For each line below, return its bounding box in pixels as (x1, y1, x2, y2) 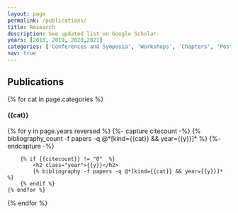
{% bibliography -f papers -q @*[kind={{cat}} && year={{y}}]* (33, 168, 223, 175)
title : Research (7, 23, 55, 30)
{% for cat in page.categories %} (7, 95, 104, 103)
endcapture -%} (7, 142, 55, 150)
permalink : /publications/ (7, 17, 87, 24)
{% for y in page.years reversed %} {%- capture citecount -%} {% (7, 127, 201, 135)
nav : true (7, 50, 37, 57)
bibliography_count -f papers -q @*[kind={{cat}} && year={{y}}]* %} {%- (7, 134, 222, 142)
